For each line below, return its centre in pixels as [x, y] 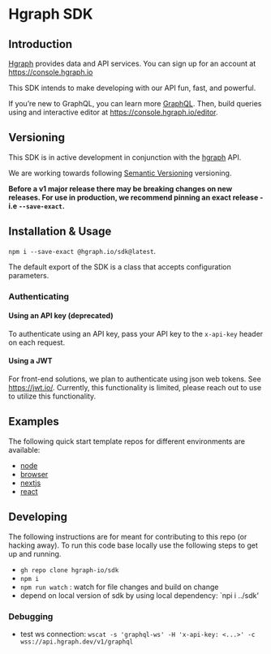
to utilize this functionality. [52, 396]
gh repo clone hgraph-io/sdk [69, 570]
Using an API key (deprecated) [61, 316]
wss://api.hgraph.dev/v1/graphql [77, 642]
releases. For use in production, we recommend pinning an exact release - [136, 197]
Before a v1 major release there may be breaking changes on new [120, 188]
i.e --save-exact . [37, 206]
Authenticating [39, 296]
